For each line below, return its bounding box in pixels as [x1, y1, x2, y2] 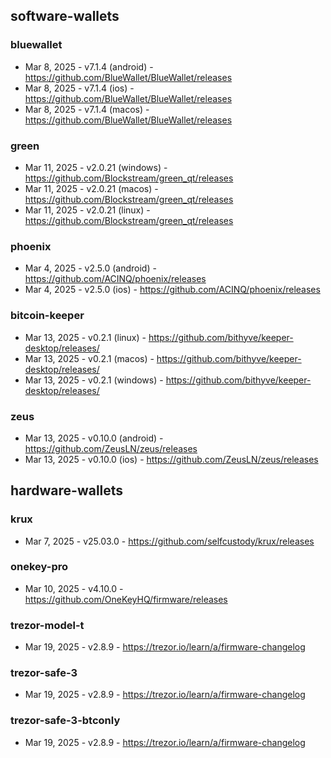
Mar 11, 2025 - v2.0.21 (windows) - [24, 161, 168, 173]
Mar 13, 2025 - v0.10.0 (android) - [24, 432, 164, 444]
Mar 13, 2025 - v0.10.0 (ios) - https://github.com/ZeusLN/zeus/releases [24, 453, 319, 465]
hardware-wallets [10, 482, 124, 499]
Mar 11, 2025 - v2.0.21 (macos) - [24, 182, 159, 194]
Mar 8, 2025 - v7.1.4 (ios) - [24, 82, 135, 94]
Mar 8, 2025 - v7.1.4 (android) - [24, 60, 154, 73]
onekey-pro [10, 560, 68, 574]
